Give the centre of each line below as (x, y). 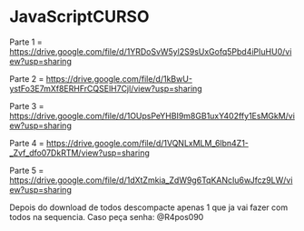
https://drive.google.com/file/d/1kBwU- (119, 78)
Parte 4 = (27, 143)
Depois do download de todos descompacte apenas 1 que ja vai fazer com (149, 207)
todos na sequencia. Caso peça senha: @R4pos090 (107, 216)
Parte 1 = (26, 42)
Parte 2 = (27, 78)
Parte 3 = (27, 105)
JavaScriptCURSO (79, 17)
